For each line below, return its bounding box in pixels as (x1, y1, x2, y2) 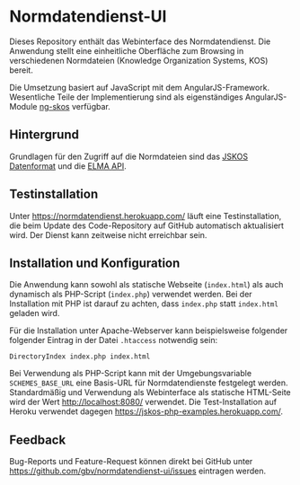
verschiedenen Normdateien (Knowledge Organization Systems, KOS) (9, 55, 269, 66)
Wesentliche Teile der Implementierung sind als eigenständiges (9, 92, 244, 102)
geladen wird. (9, 308, 60, 319)
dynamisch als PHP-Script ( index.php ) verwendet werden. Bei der (9, 289, 253, 300)
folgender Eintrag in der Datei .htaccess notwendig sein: (9, 335, 218, 346)
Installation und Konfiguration (9, 255, 181, 270)
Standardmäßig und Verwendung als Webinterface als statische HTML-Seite (9, 387, 291, 398)
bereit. (9, 65, 33, 75)
